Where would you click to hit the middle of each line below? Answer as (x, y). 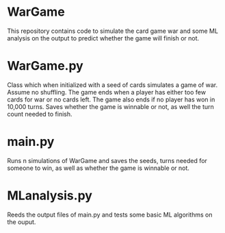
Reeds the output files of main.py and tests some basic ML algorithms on (110, 214)
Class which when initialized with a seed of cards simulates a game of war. (112, 85)
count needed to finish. (40, 114)
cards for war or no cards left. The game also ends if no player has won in (111, 99)
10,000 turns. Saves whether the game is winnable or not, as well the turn (110, 106)
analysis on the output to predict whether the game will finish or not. (103, 38)
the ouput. (22, 222)
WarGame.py (45, 66)
